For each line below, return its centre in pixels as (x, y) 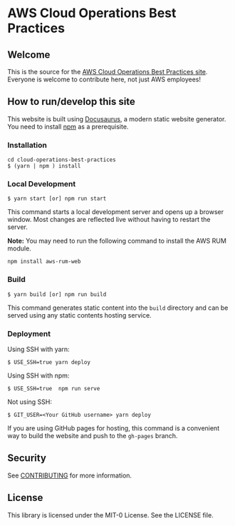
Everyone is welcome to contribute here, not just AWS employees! (104, 79)
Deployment (29, 333)
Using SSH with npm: (38, 375)
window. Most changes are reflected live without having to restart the (109, 220)
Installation (27, 145)
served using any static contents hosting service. (79, 315)
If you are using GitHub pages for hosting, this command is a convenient (113, 428)
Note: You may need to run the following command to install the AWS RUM (117, 241)
